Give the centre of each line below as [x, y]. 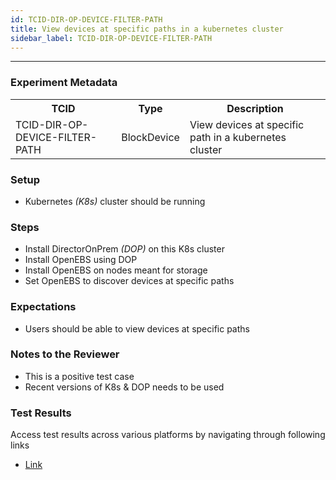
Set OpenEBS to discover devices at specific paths [129, 281]
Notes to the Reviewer [65, 354]
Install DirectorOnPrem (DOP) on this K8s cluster [124, 249]
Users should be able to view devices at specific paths [137, 328]
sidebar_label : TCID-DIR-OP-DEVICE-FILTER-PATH [111, 38]
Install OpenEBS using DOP [81, 260]
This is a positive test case [79, 376]
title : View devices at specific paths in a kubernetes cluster [147, 29]
